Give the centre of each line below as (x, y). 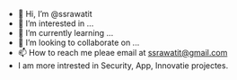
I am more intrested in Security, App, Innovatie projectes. (123, 66)
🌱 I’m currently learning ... (66, 33)
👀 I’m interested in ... (56, 23)
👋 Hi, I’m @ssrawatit (55, 14)
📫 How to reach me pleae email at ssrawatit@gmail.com (123, 53)
